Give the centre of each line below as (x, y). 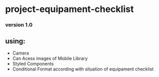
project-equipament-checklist (69, 9)
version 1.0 (19, 25)
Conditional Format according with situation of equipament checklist (83, 69)
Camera (21, 53)
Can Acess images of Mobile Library (50, 58)
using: (15, 41)
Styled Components (33, 63)
